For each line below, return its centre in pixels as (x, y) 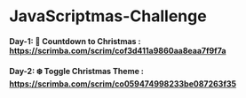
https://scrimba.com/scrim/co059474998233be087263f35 (123, 84)
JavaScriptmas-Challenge (108, 16)
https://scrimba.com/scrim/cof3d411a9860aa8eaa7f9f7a (118, 50)
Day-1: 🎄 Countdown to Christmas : (75, 41)
